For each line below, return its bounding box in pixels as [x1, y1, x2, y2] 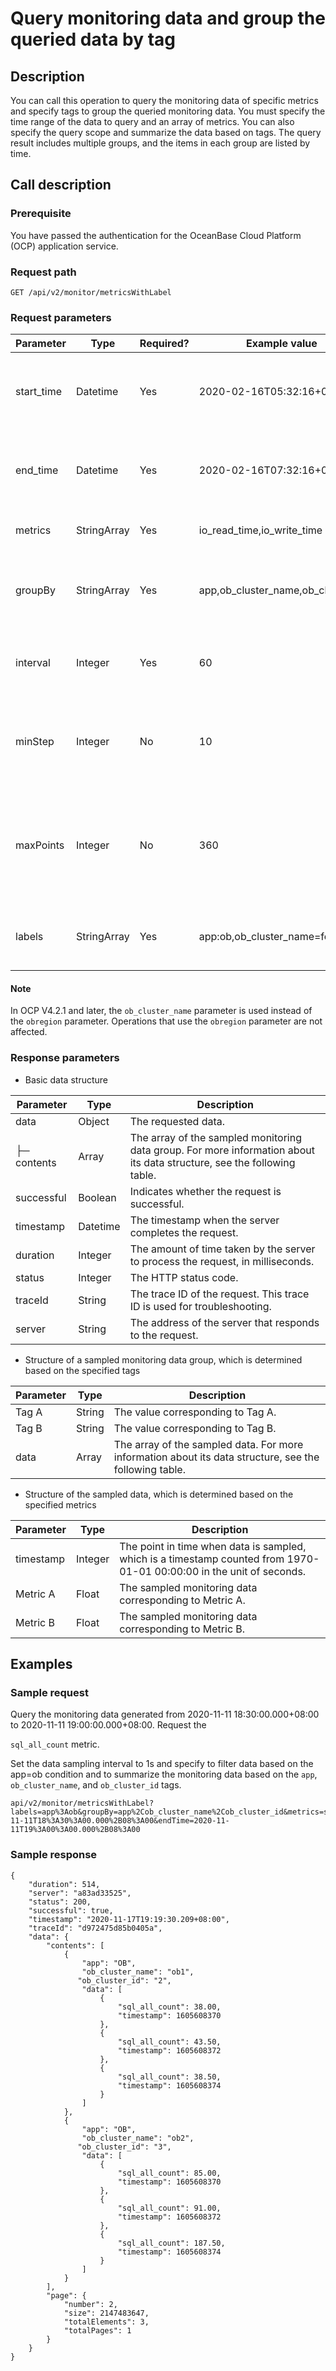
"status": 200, [28, 1897, 92, 1907]
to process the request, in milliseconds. [129, 1254, 315, 1268]
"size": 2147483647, [63, 2308, 150, 2318]
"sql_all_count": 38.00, [117, 2002, 222, 2012]
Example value [246, 337, 318, 351]
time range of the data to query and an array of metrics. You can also [10, 116, 295, 127]
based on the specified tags [24, 1364, 141, 1376]
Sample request [10, 1686, 89, 1700]
